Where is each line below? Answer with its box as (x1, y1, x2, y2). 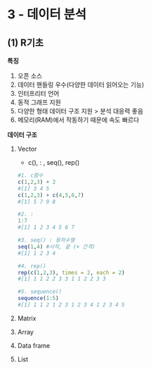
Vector (17, 145, 37, 153)
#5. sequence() (17, 288, 63, 296)
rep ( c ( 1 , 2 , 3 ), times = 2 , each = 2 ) (17, 269, 125, 276)
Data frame (17, 341, 51, 349)
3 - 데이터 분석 (7, 6, 86, 23)
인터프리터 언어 (17, 89, 60, 97)
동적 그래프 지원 (17, 98, 61, 106)
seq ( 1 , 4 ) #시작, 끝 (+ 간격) (17, 243, 96, 250)
